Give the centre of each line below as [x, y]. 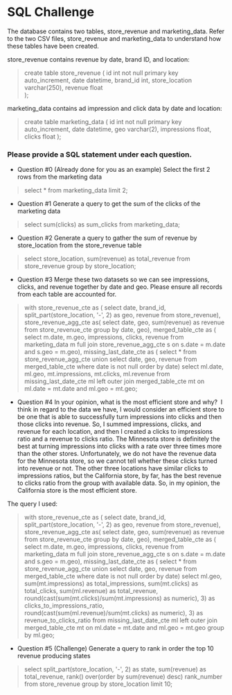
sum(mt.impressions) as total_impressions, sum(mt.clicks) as [111, 583]
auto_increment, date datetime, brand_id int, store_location [108, 80]
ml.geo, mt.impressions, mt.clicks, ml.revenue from [97, 374]
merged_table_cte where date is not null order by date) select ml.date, [124, 367]
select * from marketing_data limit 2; [76, 191]
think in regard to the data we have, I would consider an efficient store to [121, 410]
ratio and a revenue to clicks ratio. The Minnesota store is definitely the [118, 439]
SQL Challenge [51, 12]
